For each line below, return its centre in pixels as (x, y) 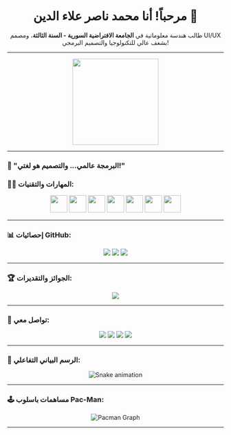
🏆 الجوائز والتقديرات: (40, 279)
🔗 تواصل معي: (29, 320)
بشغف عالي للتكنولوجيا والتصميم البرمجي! (115, 42)
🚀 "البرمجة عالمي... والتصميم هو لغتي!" (66, 165)
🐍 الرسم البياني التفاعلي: (44, 360)
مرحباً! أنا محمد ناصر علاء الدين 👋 (115, 16)
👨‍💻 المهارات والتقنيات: (41, 184)
